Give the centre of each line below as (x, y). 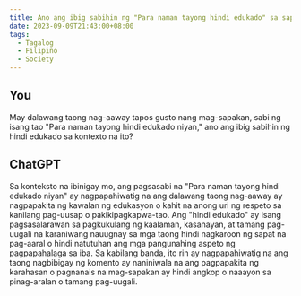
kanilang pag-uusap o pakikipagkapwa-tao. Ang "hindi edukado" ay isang (146, 214)
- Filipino (38, 51)
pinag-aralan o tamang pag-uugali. (73, 281)
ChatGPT (35, 165)
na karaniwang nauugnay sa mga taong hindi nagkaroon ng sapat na (160, 233)
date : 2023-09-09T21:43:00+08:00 (72, 26)
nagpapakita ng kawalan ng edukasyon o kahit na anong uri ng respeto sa (146, 205)
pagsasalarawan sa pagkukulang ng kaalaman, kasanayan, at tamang (138, 224)
